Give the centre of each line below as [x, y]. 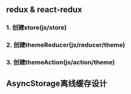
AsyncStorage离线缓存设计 [57, 83]
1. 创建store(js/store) [36, 28]
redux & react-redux [44, 10]
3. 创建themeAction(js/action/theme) [60, 63]
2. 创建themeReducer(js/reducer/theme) [66, 45]
